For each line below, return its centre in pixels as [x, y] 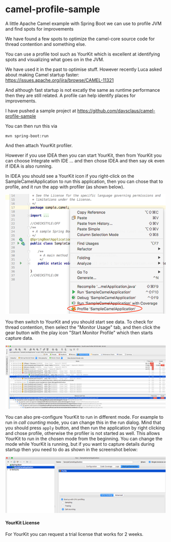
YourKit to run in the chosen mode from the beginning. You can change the [84, 439]
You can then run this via [31, 126]
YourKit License [22, 523]
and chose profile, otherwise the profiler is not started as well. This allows [83, 433]
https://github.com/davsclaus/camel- [116, 111]
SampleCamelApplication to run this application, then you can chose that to [84, 181]
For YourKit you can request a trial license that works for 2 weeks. [74, 534]
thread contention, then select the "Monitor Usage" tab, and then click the [83, 328]
